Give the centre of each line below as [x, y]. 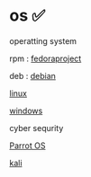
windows [26, 111]
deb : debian [33, 75]
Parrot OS [27, 146]
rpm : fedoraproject [45, 58]
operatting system [43, 40]
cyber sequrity [36, 128]
